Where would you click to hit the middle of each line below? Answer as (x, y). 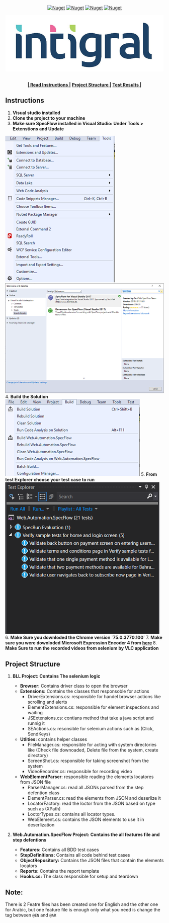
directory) (38, 756)
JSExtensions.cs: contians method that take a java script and (91, 718)
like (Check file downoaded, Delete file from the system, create (93, 750)
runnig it (36, 723)
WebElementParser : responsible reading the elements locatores (87, 777)
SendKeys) (39, 734)
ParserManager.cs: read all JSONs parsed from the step (86, 788)
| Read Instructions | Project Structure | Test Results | (84, 85)
